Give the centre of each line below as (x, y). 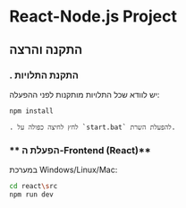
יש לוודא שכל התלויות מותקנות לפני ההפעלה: (85, 94)
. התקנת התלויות (44, 75)
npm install (31, 111)
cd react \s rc (34, 186)
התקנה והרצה (46, 50)
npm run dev (31, 195)
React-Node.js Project (93, 17)
